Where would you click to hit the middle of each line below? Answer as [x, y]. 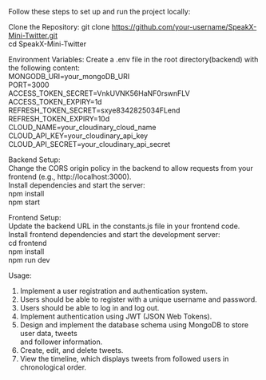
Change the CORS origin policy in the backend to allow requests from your [131, 168]
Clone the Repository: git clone [59, 27]
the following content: [44, 68]
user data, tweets [48, 333]
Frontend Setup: [35, 218]
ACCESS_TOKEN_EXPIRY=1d [55, 102]
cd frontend [28, 243]
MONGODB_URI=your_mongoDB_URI [69, 76]
